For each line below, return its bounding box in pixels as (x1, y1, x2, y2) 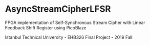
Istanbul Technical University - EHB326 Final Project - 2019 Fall (5, 34, 133, 40)
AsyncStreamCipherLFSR (5, 3, 111, 15)
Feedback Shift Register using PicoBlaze (5, 24, 86, 30)
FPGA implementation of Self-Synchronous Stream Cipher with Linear (5, 20, 146, 25)
